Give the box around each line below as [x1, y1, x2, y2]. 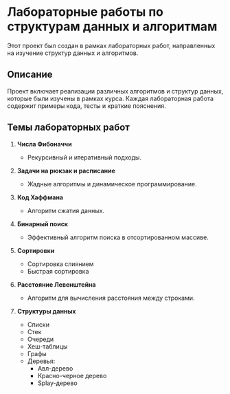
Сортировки [16, 246, 55, 254]
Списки [27, 320, 50, 329]
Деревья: [27, 357, 56, 365]
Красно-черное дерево [37, 371, 107, 380]
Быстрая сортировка [27, 267, 89, 275]
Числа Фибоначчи [16, 140, 72, 148]
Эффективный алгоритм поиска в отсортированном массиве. [27, 233, 209, 241]
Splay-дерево [37, 379, 78, 387]
